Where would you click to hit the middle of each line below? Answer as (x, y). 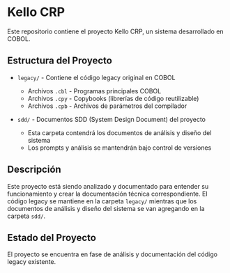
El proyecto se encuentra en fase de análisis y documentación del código (113, 254)
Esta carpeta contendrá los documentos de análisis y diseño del (120, 132)
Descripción (34, 170)
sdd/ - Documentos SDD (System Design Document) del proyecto (111, 119)
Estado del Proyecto (52, 237)
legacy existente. (32, 262)
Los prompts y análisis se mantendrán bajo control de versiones (120, 148)
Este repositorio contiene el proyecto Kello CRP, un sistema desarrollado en (116, 31)
